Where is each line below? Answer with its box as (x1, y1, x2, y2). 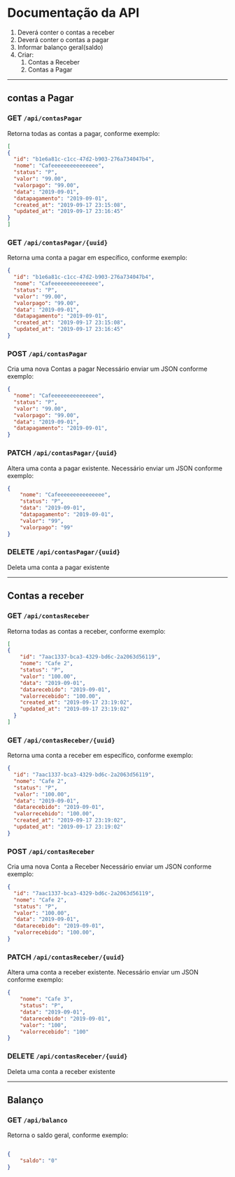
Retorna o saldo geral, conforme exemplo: (7, 1131, 129, 1140)
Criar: (17, 50, 34, 59)
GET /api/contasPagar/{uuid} (7, 237, 108, 247)
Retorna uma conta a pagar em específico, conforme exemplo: (7, 254, 187, 262)
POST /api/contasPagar (7, 348, 87, 358)
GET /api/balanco (7, 1115, 68, 1124)
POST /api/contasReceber (7, 846, 95, 856)
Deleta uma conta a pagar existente (7, 563, 110, 571)
